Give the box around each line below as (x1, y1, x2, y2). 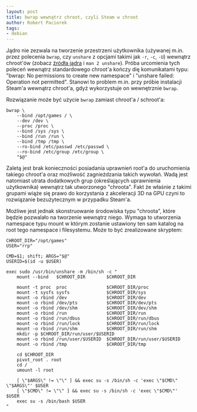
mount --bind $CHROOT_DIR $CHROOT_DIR (17, 274, 136, 280)
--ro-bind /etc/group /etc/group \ (17, 149, 104, 155)
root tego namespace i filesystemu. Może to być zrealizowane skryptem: (6, 226, 183, 234)
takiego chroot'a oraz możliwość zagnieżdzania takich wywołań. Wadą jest (6, 171, 188, 178)
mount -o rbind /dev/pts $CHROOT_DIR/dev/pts (17, 300, 157, 306)
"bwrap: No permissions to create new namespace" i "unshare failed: (6, 72, 175, 79)
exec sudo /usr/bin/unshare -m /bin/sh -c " (6, 269, 117, 275)
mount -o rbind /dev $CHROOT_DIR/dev (17, 295, 146, 301)
